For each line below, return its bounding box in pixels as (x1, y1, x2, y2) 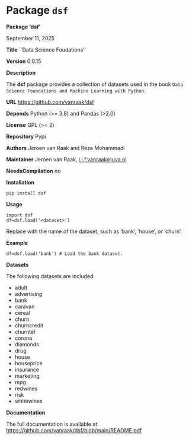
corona (14, 334, 33, 342)
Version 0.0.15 (6, 58, 41, 65)
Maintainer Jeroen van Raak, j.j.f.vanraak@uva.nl (6, 155, 127, 163)
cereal (14, 309, 31, 316)
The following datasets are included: (6, 272, 95, 279)
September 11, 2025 (6, 34, 55, 42)
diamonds (14, 340, 40, 347)
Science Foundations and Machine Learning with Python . (6, 87, 146, 94)
